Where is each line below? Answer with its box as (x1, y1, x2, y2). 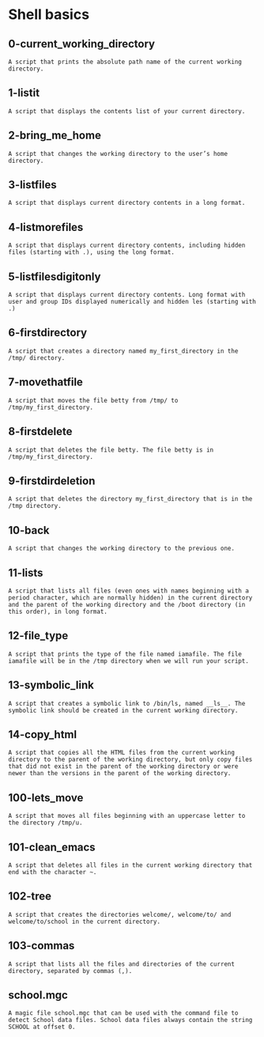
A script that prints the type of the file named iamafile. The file (8, 650, 243, 658)
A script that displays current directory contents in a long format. (8, 199, 246, 207)
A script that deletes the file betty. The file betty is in (8, 445, 214, 454)
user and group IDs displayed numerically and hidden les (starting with (8, 298, 257, 306)
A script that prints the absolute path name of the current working (8, 58, 243, 66)
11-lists (8, 566, 43, 579)
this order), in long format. (8, 607, 108, 615)
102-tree (8, 890, 52, 903)
